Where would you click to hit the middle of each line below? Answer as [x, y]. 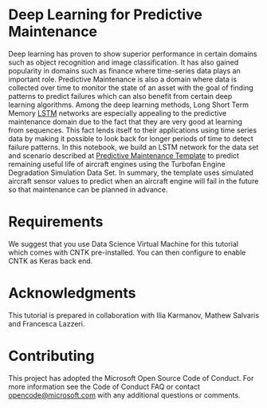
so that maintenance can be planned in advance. [88, 189]
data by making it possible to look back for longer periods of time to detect [131, 138]
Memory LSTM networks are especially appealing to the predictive [118, 113]
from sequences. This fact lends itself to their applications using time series [133, 130]
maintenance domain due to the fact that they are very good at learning [126, 121]
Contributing [51, 356]
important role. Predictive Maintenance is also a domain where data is [123, 79]
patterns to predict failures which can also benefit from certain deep [120, 96]
